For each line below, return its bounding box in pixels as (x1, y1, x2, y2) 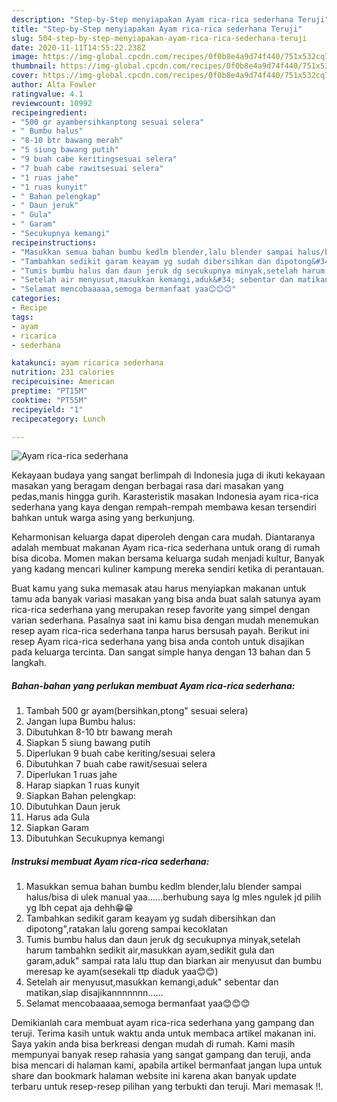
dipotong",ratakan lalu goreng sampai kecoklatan (25, 923, 229, 935)
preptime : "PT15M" (11, 386, 88, 396)
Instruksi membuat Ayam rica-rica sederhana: (11, 855, 210, 867)
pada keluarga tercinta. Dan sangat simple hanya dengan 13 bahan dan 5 (11, 646, 311, 658)
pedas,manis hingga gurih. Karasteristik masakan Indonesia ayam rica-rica (11, 491, 319, 503)
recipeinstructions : (11, 237, 98, 248)
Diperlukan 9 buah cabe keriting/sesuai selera (25, 747, 216, 760)
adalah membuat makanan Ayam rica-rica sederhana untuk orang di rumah (11, 542, 321, 554)
